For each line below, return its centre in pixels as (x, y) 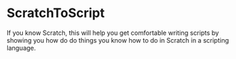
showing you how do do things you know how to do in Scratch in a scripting (118, 40)
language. (21, 48)
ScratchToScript (56, 13)
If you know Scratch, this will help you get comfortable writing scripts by (113, 33)
